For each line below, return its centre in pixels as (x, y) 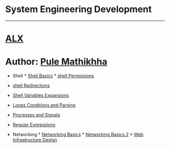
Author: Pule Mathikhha (56, 62)
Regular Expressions (34, 125)
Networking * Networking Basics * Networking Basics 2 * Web (78, 134)
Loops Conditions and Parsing (44, 105)
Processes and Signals (36, 115)
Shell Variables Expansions (41, 95)
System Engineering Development (78, 9)
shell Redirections (31, 86)
